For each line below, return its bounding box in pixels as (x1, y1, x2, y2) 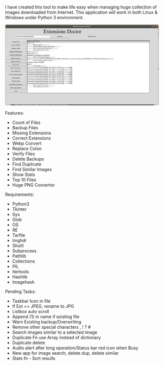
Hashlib (12, 274, 28, 280)
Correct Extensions (12, 135, 51, 141)
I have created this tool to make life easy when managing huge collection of (5, 4, 157, 10)
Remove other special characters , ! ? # (12, 324, 91, 330)
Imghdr (12, 238, 27, 243)
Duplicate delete (12, 340, 45, 346)
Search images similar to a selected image (12, 329, 98, 335)
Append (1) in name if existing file (12, 314, 80, 320)
